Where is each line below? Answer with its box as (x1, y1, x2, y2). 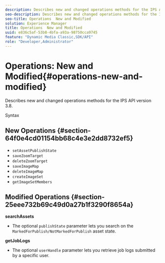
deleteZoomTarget (12, 158, 48, 164)
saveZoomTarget (12, 153, 44, 158)
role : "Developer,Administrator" (5, 39, 74, 44)
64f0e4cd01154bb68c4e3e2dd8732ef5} (5, 134, 134, 143)
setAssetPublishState (12, 148, 56, 153)
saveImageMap (12, 164, 39, 169)
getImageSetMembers (12, 179, 53, 184)
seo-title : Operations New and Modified (5, 16, 91, 21)
